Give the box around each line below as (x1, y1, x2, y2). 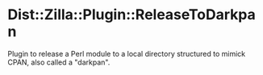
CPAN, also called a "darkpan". (7, 57, 111, 67)
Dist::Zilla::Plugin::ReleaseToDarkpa (7, 6, 256, 24)
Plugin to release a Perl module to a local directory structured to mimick (7, 49, 246, 58)
